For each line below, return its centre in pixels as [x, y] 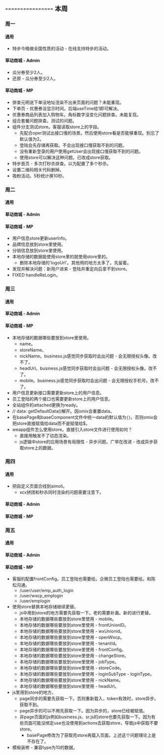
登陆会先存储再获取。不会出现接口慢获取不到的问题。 [73, 145]
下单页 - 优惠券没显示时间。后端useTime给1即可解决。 [67, 108]
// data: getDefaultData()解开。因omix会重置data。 [63, 411]
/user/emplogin [35, 601]
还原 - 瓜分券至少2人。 [35, 78]
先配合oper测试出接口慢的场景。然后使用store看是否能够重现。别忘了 [89, 133]
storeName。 [33, 350]
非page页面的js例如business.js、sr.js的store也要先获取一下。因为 [85, 717]
